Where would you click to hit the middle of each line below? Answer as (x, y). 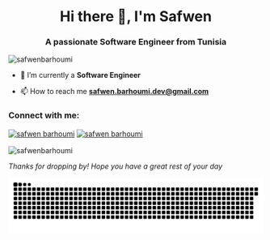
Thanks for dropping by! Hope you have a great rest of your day (116, 166)
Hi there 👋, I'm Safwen (136, 17)
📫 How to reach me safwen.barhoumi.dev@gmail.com (114, 92)
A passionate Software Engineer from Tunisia (136, 42)
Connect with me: (44, 115)
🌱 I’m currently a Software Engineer (80, 75)
